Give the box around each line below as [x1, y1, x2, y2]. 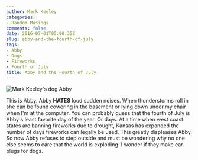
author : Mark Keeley [6, 8, 57, 15]
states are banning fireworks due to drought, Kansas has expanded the [6, 122, 179, 129]
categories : [6, 14, 35, 20]
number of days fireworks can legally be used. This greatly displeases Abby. [6, 129, 193, 136]
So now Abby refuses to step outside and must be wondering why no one [6, 135, 185, 142]
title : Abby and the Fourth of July [6, 69, 96, 75]
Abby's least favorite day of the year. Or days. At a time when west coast [6, 116, 184, 123]
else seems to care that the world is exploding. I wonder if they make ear [6, 141, 183, 148]
